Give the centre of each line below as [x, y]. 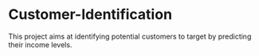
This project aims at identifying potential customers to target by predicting [130, 36]
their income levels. [40, 44]
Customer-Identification [90, 15]
